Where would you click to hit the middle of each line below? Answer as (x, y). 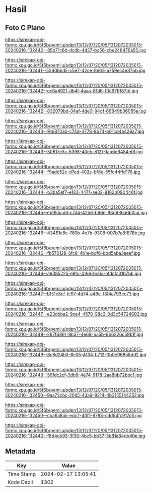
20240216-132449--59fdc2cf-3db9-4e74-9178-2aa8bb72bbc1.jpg (74, 375)
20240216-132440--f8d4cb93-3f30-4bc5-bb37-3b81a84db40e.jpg (75, 436)
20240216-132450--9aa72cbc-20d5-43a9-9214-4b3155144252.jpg (75, 395)
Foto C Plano (25, 28)
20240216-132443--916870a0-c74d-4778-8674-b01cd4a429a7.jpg (75, 131)
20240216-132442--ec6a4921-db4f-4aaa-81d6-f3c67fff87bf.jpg (72, 91)
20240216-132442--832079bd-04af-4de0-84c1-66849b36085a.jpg (76, 111)
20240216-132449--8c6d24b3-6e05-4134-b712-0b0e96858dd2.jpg (76, 355)
